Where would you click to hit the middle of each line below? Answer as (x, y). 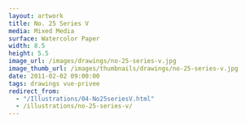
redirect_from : (34, 91)
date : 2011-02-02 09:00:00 (54, 76)
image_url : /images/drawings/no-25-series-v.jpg (92, 61)
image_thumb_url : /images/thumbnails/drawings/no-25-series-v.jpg (123, 69)
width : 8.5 (27, 46)
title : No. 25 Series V (49, 23)
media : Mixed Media (42, 31)
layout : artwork (36, 16)
